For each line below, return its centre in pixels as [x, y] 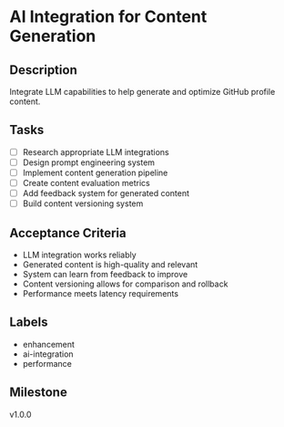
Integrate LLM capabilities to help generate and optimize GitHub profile [142, 92]
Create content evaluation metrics [86, 183]
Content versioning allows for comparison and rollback [125, 284]
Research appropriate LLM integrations [96, 151]
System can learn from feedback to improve [105, 274]
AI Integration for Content [108, 17]
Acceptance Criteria [68, 233]
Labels [29, 323]
